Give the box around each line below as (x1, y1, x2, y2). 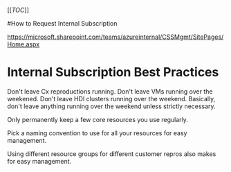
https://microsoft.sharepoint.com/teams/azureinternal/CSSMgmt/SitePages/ (7, 33, 224, 41)
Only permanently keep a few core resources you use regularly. (7, 115, 189, 123)
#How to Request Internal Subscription (7, 19, 118, 27)
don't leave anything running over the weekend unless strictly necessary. (7, 102, 216, 110)
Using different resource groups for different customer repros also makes (7, 149, 216, 158)
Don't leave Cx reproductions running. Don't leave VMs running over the (7, 87, 213, 96)
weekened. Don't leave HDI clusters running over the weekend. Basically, (7, 94, 216, 103)
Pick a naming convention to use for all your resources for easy (7, 128, 187, 137)
